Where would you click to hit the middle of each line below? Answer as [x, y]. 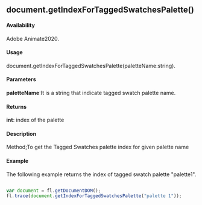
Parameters [21, 79]
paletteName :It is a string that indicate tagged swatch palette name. [91, 93]
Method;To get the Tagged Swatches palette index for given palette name [98, 147]
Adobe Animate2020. [33, 38]
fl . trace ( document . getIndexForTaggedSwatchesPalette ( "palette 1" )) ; [94, 196]
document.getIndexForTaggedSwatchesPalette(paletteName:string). [91, 66]
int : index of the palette [35, 120]
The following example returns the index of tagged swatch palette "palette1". [101, 174]
